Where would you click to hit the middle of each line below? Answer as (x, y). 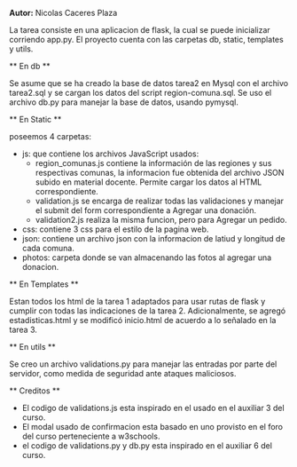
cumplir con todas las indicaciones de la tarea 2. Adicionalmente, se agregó (148, 311)
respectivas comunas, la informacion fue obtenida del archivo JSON (160, 173)
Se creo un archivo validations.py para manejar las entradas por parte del (143, 364)
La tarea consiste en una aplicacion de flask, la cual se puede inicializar (140, 30)
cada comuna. (48, 248)
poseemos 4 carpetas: (50, 136)
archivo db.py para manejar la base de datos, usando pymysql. (124, 102)
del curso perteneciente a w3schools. (91, 436)
